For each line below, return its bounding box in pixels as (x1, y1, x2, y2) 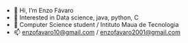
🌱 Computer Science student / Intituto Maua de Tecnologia (13, 21, 179, 28)
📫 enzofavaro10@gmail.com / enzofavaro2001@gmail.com (13, 28, 181, 36)
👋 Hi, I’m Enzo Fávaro (13, 7, 74, 14)
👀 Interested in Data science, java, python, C (13, 13, 139, 21)
